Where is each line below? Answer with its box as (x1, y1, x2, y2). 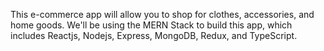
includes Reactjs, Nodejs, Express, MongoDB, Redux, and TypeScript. (10, 30, 298, 41)
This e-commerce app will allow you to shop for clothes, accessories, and (10, 9, 315, 20)
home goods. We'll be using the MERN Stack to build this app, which (10, 19, 293, 31)
